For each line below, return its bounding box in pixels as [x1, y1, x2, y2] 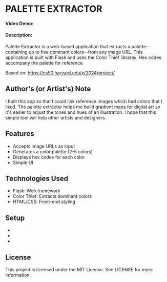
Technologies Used [5, 174, 68, 183]
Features [5, 129, 34, 138]
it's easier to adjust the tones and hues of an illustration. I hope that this [5, 109, 156, 115]
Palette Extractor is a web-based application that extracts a [5, 43, 131, 49]
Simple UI [12, 159, 33, 166]
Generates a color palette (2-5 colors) [12, 148, 93, 154]
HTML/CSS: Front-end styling [12, 198, 76, 205]
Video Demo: [5, 20, 34, 26]
